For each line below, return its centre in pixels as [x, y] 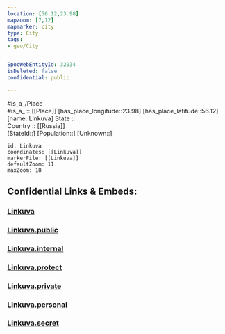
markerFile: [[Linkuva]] [43, 158]
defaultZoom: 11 [31, 164]
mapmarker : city [31, 26]
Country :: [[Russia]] [36, 125]
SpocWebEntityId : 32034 [42, 65]
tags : [15, 40]
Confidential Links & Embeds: [72, 192]
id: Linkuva [24, 146]
